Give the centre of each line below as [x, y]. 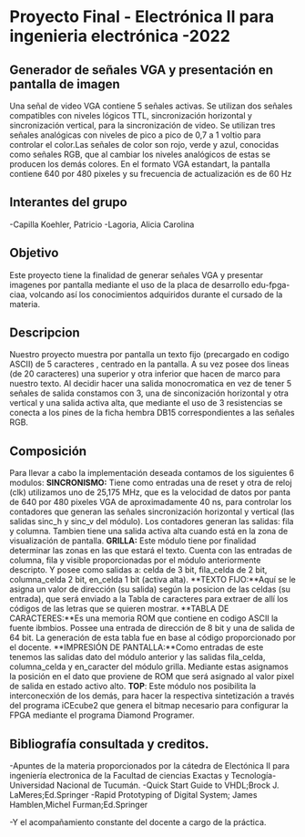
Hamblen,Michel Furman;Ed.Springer [79, 805]
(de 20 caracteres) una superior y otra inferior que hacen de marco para [145, 374]
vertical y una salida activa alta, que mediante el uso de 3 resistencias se [146, 403]
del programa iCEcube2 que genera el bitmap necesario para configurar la [149, 706]
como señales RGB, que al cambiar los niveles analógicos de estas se [140, 154]
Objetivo [34, 253]
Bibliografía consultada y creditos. [109, 744]
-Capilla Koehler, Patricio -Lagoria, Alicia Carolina [102, 224]
